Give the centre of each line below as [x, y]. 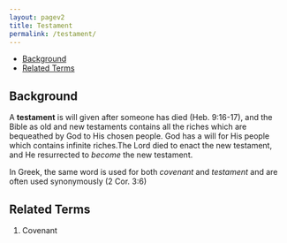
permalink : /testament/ [53, 34]
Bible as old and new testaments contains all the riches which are [128, 127]
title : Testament [41, 26]
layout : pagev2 [37, 17]
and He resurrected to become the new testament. [101, 155]
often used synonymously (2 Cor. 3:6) [78, 181]
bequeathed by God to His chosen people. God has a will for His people [140, 136]
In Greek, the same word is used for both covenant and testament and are [143, 172]
